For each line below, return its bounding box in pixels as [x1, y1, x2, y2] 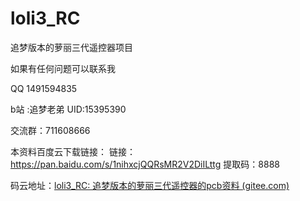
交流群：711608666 [10, 124, 91, 136]
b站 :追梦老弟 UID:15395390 [10, 103, 127, 115]
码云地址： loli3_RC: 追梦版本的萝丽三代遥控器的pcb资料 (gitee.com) [10, 179, 290, 191]
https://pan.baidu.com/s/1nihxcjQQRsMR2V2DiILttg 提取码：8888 [10, 158, 280, 170]
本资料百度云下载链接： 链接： [10, 145, 136, 157]
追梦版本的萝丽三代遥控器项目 [10, 41, 133, 53]
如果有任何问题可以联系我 [10, 62, 116, 74]
